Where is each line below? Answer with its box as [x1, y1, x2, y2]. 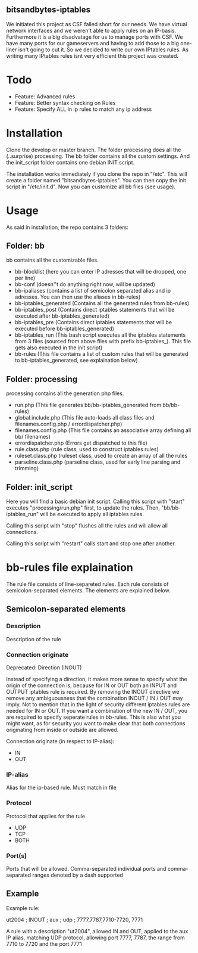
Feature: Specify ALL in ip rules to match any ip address [14, 105, 152, 113]
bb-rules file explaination [6, 561, 134, 575]
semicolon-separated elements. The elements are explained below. [6, 587, 171, 594]
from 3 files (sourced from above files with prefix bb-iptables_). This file [14, 338, 191, 345]
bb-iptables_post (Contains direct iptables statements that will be [14, 306, 175, 313]
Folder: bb [6, 241, 45, 251]
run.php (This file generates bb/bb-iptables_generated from [14, 402, 162, 409]
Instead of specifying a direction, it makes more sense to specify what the [6, 675, 187, 682]
